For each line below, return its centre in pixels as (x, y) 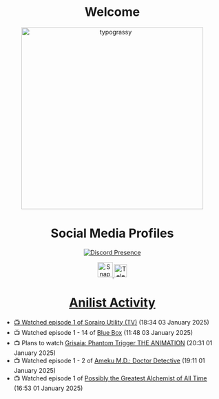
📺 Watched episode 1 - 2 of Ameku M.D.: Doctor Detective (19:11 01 (109, 360)
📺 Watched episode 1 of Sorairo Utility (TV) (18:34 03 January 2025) (112, 322)
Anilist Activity (112, 303)
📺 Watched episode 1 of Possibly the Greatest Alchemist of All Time (110, 378)
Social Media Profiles (112, 233)
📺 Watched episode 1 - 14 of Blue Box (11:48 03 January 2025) (103, 332)
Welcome (112, 12)
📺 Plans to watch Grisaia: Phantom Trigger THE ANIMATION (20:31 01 (113, 342)
